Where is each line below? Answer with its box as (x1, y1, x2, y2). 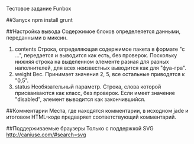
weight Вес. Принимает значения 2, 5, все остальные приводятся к (14, 71, 185, 77)
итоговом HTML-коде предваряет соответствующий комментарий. (6, 113, 176, 120)
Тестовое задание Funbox (6, 5, 72, 12)
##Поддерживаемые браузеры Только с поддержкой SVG (6, 125, 154, 132)
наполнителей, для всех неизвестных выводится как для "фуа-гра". (14, 64, 186, 71)
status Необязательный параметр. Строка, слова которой (14, 83, 161, 90)
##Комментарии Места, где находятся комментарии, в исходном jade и (6, 107, 189, 114)
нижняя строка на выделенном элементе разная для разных (14, 58, 170, 65)
